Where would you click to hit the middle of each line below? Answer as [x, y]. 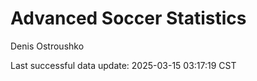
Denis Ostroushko [47, 46]
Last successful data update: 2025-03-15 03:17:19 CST [123, 65]
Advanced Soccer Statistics [128, 18]
